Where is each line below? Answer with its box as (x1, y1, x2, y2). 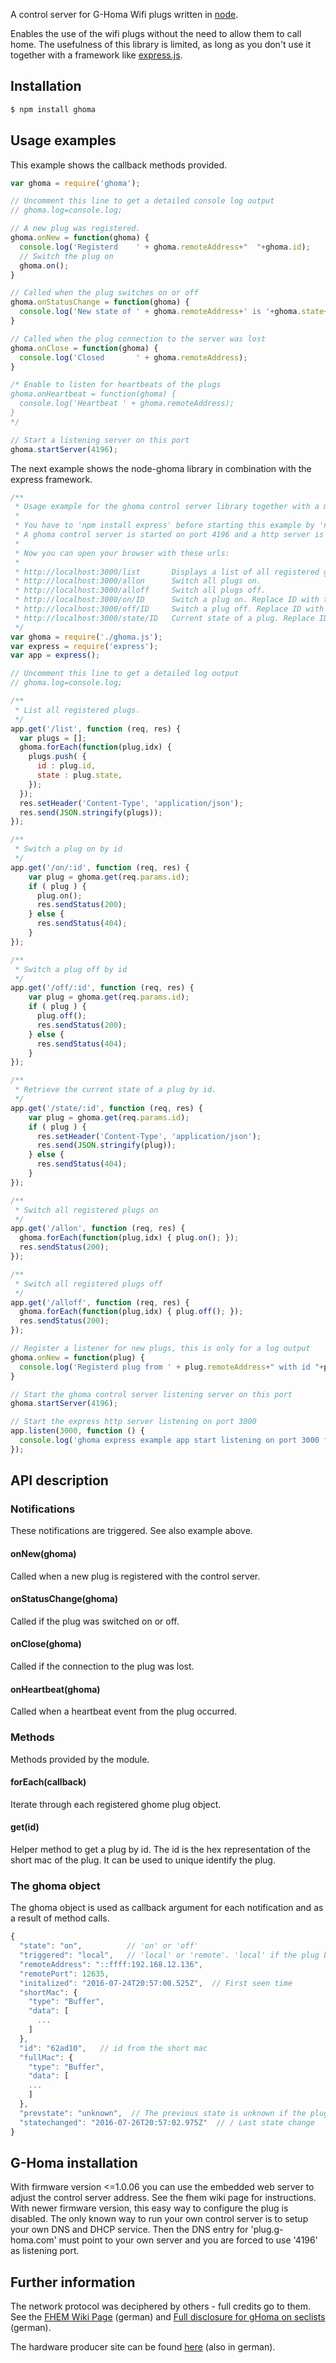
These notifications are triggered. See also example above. (10, 1525, 253, 1537)
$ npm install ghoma (10, 104, 97, 114)
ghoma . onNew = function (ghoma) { (10, 233, 150, 243)
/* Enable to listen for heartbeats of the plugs (10, 380, 222, 390)
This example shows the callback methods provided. (10, 159, 228, 171)
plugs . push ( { (28, 752, 87, 762)
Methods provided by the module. (10, 1753, 150, 1765)
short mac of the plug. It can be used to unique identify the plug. (10, 1854, 276, 1866)
